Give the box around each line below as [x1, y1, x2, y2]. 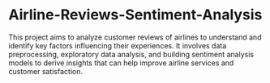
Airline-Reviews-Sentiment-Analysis [8, 6, 263, 24]
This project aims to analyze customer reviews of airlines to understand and [8, 32, 262, 42]
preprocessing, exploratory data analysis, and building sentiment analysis [8, 49, 254, 59]
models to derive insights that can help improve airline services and [8, 58, 234, 68]
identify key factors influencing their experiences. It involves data [8, 40, 227, 50]
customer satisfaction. [8, 66, 84, 76]
